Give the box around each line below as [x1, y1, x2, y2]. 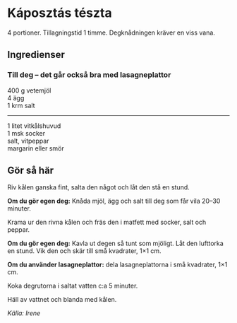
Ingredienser [7, 49, 66, 61]
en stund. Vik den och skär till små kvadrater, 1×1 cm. [7, 247, 162, 255]
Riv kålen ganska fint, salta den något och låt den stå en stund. [7, 183, 190, 192]
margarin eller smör [7, 143, 65, 153]
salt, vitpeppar [7, 136, 49, 145]
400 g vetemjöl [7, 86, 51, 95]
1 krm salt [7, 101, 35, 110]
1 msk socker [7, 129, 46, 137]
